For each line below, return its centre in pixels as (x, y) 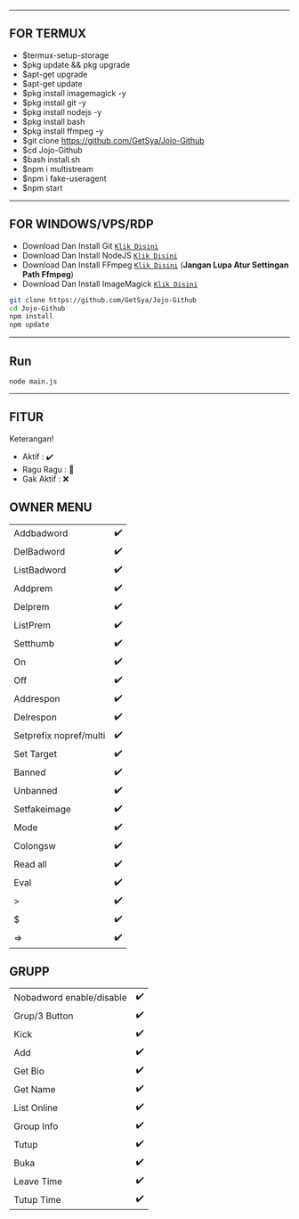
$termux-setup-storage (65, 55)
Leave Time (38, 1181)
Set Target (36, 754)
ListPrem (32, 625)
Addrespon (37, 699)
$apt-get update (52, 83)
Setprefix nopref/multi (60, 736)
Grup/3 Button (44, 1016)
